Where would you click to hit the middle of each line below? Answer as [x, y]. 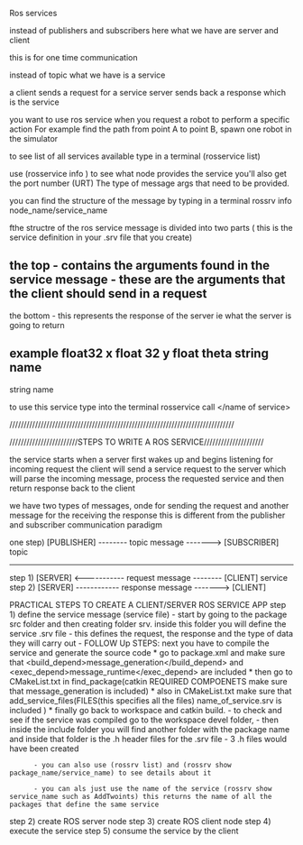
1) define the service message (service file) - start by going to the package [148, 614]
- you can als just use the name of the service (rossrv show [152, 788]
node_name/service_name [59, 210]
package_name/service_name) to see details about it [110, 773]
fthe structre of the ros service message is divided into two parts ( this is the [151, 228]
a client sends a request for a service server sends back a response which [148, 92]
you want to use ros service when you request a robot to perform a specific [150, 119]
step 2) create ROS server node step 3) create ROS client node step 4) [141, 821]
